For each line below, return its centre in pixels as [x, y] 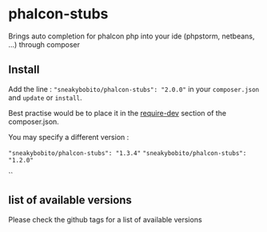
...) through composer [44, 44]
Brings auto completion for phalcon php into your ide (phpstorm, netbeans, [132, 36]
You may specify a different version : [69, 137]
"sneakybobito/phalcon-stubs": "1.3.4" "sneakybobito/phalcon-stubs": [128, 153]
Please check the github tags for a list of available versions [105, 219]
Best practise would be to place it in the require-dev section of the [118, 113]
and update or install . [45, 98]
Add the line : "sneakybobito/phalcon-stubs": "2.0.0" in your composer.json [134, 89]
